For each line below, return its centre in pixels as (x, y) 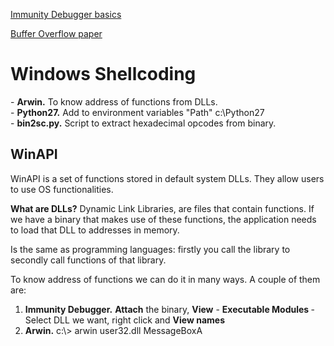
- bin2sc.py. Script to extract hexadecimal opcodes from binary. (143, 123)
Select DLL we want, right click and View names (124, 320)
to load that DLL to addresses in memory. (95, 230)
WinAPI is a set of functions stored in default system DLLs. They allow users (167, 178)
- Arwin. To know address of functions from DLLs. (114, 101)
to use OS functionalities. (62, 189)
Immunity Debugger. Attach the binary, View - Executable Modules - (169, 309)
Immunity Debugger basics (66, 14)
